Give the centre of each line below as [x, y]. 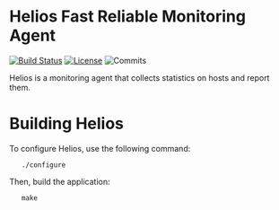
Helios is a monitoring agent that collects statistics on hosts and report [139, 77]
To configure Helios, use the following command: [100, 148]
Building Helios [66, 124]
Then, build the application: [60, 181]
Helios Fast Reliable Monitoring [128, 17]
